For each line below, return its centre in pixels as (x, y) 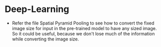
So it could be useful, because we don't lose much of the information (83, 33)
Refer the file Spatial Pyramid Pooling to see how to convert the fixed (83, 23)
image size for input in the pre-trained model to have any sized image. (84, 28)
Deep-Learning (37, 9)
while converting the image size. (45, 39)
